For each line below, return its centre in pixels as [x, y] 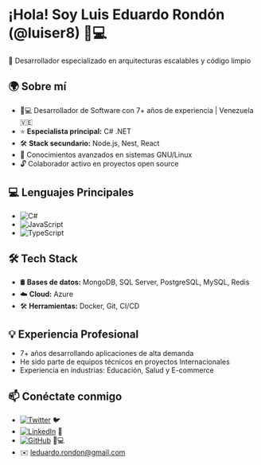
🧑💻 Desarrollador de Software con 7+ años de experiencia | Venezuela [136, 110]
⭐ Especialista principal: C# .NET [76, 131]
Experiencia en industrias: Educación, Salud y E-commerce [117, 370]
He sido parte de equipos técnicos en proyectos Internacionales [125, 362]
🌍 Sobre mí [37, 86]
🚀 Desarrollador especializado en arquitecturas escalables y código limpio [130, 61]
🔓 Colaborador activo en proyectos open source [99, 163]
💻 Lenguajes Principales [71, 193]
